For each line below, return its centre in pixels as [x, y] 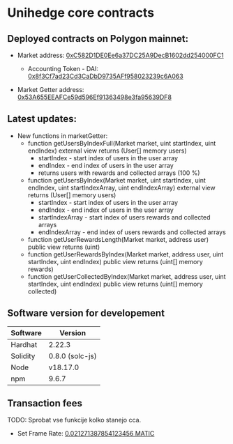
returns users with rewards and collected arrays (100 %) [119, 173]
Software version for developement [86, 313]
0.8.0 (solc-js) [73, 355]
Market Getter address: [51, 90]
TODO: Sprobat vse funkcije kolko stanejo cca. [74, 420]
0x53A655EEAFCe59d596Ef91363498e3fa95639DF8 [95, 97]
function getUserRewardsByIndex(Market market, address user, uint [126, 254]
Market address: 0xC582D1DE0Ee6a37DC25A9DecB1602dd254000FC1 [121, 55]
